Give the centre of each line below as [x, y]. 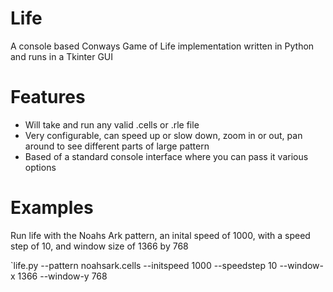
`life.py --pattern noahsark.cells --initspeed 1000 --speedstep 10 [144, 265]
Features [48, 97]
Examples [52, 208]
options [40, 167]
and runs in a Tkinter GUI [62, 56]
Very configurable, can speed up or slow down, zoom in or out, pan [163, 135]
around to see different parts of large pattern [117, 146]
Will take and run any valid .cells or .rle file [112, 124]
